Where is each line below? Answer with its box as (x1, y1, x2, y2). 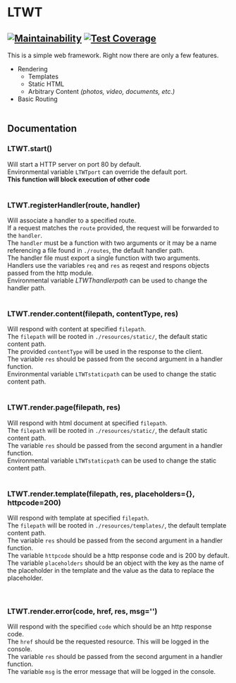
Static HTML (27, 80, 65, 88)
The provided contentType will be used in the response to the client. (7, 348, 204, 356)
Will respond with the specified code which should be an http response (7, 622, 212, 631)
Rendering (17, 65, 48, 73)
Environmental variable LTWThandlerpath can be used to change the (7, 276, 208, 285)
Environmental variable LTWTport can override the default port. (7, 167, 188, 176)
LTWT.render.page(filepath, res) (7, 403, 121, 412)
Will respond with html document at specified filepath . (7, 418, 168, 427)
